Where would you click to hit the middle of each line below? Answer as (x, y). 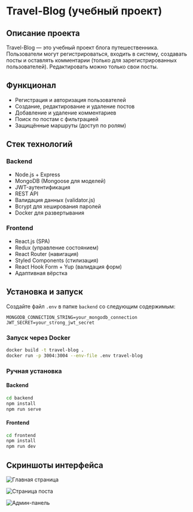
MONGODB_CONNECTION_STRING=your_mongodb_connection (72, 317)
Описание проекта (43, 33)
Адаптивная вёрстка (41, 273)
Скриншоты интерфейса (55, 465)
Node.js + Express (38, 174)
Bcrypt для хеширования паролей (58, 206)
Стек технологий (39, 144)
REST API (27, 194)
